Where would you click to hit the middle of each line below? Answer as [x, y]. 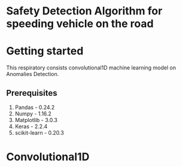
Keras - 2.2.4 [31, 126]
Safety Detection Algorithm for [84, 11]
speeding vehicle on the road [80, 24]
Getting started [45, 51]
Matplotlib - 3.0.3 [36, 120]
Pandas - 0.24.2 [35, 107]
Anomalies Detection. [33, 74]
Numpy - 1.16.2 [33, 113]
